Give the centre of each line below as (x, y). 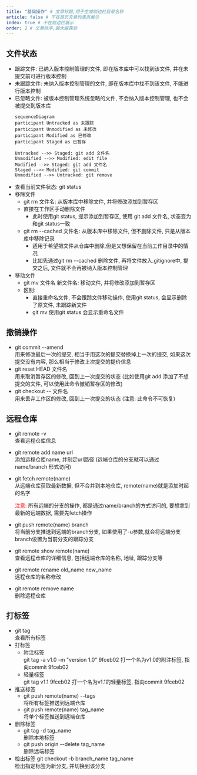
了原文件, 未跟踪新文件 (59, 305)
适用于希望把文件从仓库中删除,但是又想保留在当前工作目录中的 (108, 246)
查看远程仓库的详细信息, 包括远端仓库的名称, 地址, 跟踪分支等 (89, 558)
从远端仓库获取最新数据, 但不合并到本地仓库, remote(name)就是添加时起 (102, 485)
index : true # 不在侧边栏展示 (40, 22)
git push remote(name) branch (52, 524)
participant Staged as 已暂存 (50, 142)
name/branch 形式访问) (43, 466)
